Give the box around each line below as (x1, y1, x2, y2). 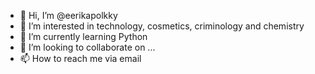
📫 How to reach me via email (19, 53, 142, 64)
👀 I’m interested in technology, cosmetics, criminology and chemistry (19, 20, 305, 32)
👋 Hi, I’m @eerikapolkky (19, 10, 118, 21)
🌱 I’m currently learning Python (19, 31, 148, 42)
